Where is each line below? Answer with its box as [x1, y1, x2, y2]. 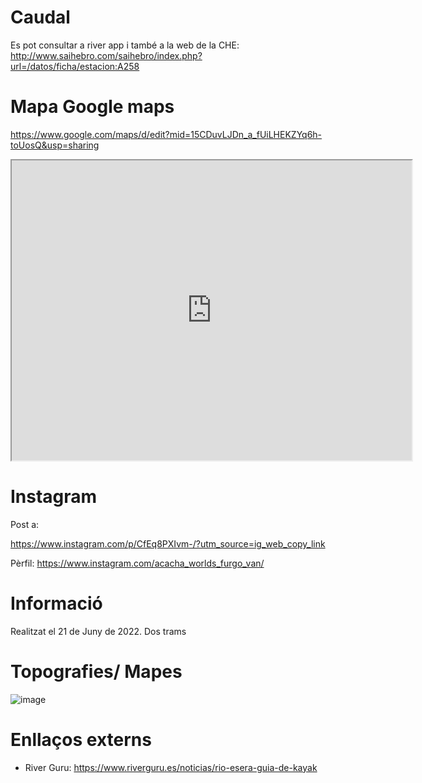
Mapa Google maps [10, 96, 175, 118]
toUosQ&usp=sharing [10, 139, 100, 151]
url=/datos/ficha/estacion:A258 [10, 60, 140, 72]
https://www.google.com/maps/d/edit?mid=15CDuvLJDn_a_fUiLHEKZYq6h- [10, 128, 323, 140]
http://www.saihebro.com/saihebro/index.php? [10, 49, 203, 61]
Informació [10, 592, 103, 615]
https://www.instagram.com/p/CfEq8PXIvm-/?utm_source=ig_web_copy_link [10, 537, 326, 550]
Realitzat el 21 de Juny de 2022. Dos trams [10, 625, 187, 637]
